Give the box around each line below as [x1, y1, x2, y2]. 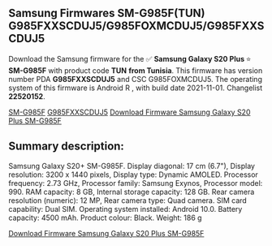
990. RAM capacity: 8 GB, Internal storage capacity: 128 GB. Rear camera [8, 187, 255, 196]
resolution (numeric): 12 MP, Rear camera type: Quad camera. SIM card [8, 195, 248, 205]
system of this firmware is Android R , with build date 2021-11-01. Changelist [8, 83, 263, 93]
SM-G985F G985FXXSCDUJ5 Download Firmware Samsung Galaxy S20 [8, 107, 251, 117]
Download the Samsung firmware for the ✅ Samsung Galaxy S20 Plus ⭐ [8, 54, 252, 63]
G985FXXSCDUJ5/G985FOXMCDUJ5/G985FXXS [8, 19, 265, 33]
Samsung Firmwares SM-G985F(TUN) [8, 6, 205, 20]
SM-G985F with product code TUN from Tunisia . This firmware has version [8, 65, 263, 76]
